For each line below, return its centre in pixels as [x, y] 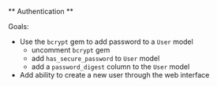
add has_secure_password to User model [95, 58]
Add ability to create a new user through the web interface [114, 75]
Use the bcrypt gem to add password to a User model [106, 42]
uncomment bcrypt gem [71, 50]
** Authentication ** [41, 11]
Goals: [19, 26]
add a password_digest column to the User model [110, 67]
